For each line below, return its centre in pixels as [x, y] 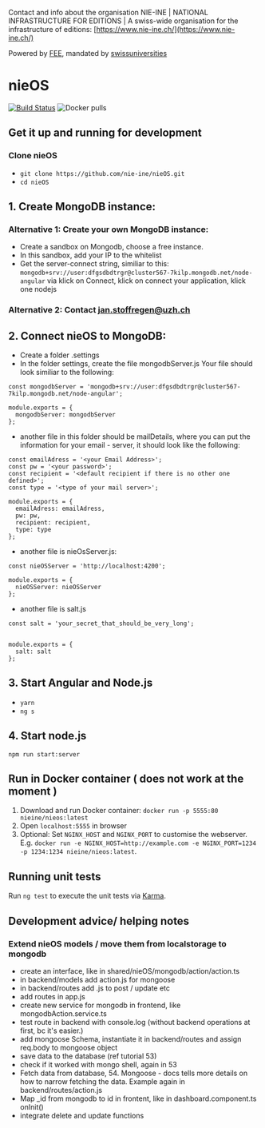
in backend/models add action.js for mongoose [97, 979]
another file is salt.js [53, 609]
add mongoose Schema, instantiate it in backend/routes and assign [131, 1038]
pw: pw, [28, 516]
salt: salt [34, 652]
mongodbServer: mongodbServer [65, 415]
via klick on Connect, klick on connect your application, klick [146, 281]
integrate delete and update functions [82, 1115]
